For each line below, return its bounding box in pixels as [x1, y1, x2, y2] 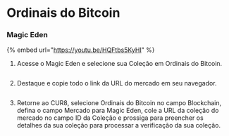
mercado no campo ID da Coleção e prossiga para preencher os [16, 114, 204, 122]
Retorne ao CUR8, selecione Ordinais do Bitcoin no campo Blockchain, [16, 99, 222, 107]
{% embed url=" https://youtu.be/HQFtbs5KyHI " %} [6, 46, 156, 54]
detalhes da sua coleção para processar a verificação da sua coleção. [16, 121, 221, 130]
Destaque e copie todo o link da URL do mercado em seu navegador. [16, 79, 217, 88]
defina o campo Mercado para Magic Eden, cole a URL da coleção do [16, 107, 219, 115]
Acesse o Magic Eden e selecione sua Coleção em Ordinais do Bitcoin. [16, 60, 223, 68]
